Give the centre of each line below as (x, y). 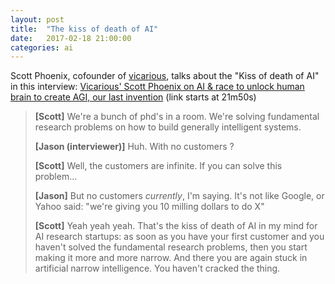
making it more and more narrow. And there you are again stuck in (171, 258)
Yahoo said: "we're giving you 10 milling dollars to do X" (149, 207)
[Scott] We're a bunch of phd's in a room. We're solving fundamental (177, 117)
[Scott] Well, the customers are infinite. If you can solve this (158, 166)
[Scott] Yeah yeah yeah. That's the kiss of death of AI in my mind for (176, 226)
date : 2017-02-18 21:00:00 (71, 38)
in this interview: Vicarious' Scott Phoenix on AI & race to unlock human (157, 87)
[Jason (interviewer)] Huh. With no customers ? (134, 147)
